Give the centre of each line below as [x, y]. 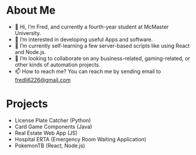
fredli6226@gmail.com [43, 80]
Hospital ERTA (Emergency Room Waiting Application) [81, 139]
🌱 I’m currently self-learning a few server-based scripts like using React [102, 46]
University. [28, 33]
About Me [31, 10]
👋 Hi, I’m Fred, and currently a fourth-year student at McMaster [91, 27]
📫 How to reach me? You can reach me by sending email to [88, 71]
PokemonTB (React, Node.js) [50, 145]
